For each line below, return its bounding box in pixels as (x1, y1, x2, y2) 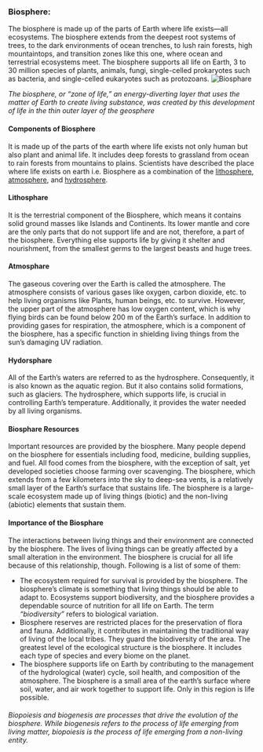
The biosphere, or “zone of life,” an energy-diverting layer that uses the (8, 89, 240, 99)
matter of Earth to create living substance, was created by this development (8, 97, 255, 108)
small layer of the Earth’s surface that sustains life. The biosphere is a (8, 484, 233, 493)
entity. (8, 736, 29, 745)
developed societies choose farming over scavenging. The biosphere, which (8, 466, 256, 476)
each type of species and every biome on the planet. (19, 651, 191, 660)
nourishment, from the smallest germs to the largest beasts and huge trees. (8, 243, 253, 253)
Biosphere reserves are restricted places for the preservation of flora (19, 617, 243, 626)
